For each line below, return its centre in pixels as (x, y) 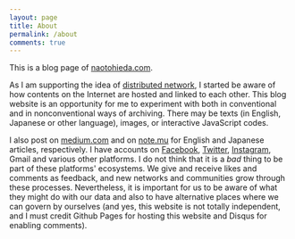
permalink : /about (43, 34)
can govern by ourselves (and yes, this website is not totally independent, (145, 207)
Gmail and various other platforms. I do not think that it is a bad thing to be (146, 159)
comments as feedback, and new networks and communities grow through (147, 178)
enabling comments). (48, 226)
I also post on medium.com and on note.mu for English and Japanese (137, 140)
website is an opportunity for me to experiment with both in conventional (143, 104)
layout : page (34, 17)
